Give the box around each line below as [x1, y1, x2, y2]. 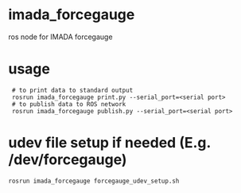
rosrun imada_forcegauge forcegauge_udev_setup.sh [8, 177, 180, 185]
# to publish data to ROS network [11, 100, 126, 108]
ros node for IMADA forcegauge [8, 32, 113, 41]
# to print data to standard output [11, 86, 134, 94]
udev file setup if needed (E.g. [8, 134, 211, 152]
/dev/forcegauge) [8, 151, 127, 169]
